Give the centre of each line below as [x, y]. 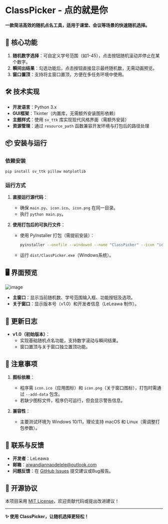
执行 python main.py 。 [43, 214]
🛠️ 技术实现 [22, 92]
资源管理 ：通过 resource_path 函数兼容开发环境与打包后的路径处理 [81, 125]
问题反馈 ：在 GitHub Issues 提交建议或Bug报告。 [63, 471]
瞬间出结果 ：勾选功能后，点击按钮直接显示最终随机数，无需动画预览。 [85, 68]
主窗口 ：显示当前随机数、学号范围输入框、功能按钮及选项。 [74, 298]
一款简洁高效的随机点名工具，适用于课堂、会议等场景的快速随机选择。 [77, 25]
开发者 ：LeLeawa [30, 458]
